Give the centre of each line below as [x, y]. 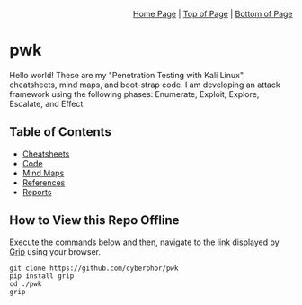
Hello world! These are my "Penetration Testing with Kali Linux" [127, 75]
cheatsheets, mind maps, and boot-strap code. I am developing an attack [145, 85]
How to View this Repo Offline [94, 220]
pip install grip [42, 276]
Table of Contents [61, 132]
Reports [37, 192]
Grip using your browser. [55, 251]
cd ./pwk [26, 283]
